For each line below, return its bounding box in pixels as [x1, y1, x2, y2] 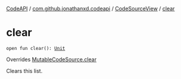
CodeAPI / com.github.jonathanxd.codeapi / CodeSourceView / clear [6, 5, 175, 12]
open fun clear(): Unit [6, 45, 66, 51]
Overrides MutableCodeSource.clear [6, 56, 97, 63]
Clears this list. [6, 67, 43, 74]
